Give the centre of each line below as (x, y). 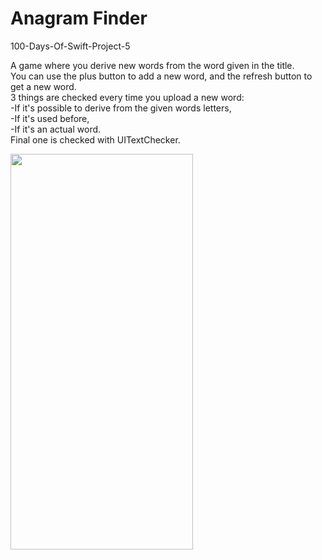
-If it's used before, (50, 118)
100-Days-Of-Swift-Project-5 (70, 46)
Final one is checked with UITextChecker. (95, 139)
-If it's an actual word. (56, 129)
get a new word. (43, 86)
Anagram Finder (79, 18)
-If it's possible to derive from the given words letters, (121, 108)
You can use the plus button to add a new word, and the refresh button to (161, 76)
